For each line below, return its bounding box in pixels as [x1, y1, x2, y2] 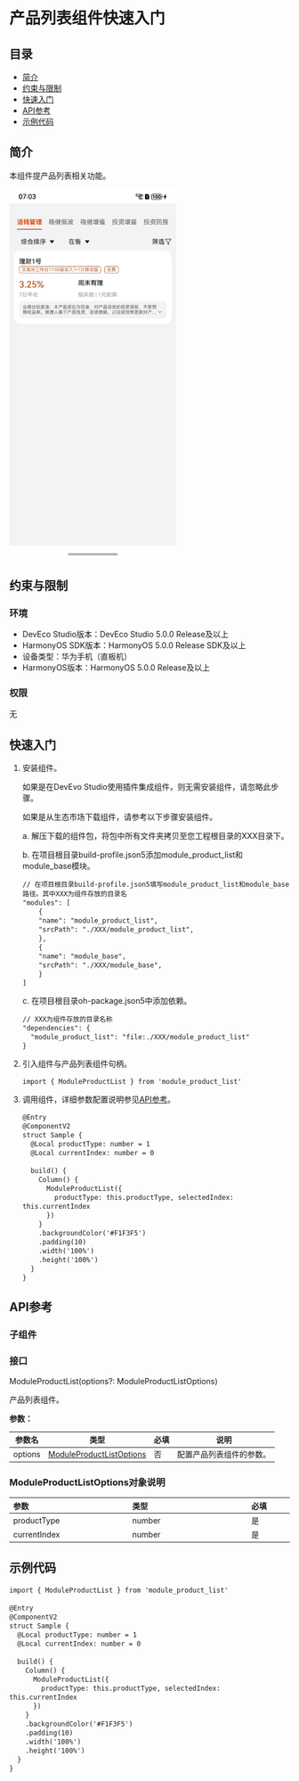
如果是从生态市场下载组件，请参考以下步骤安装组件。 [21, 812, 218, 823]
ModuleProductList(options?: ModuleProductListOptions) [9, 1375, 218, 1386]
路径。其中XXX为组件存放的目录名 [21, 890, 127, 899]
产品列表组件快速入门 [9, 8, 166, 29]
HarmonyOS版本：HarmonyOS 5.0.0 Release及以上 [21, 661, 211, 673]
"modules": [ [21, 899, 71, 907]
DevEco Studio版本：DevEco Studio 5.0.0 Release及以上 [21, 628, 230, 639]
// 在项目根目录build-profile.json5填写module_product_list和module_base [21, 880, 290, 890]
